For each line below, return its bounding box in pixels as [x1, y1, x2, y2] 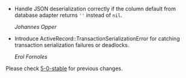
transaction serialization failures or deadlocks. [14, 42, 129, 48]
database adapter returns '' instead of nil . [14, 11, 123, 19]
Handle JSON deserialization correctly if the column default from [14, 5, 176, 12]
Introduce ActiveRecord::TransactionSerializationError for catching [14, 35, 180, 42]
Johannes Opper [14, 24, 57, 30]
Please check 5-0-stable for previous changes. [5, 65, 123, 72]
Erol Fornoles [14, 53, 48, 60]
